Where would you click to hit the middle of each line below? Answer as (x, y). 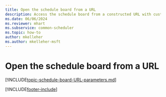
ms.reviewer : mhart (25, 23)
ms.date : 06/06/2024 (26, 19)
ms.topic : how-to (23, 32)
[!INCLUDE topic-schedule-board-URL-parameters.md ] (61, 80)
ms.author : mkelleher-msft (33, 42)
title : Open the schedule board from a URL (51, 10)
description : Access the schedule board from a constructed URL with (78, 14)
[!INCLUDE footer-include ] (31, 89)
